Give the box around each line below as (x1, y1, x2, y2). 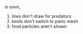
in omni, (4, 4, 20, 10)
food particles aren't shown (11, 23, 67, 29)
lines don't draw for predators (11, 13, 71, 19)
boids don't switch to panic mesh (11, 19, 78, 24)
